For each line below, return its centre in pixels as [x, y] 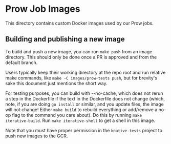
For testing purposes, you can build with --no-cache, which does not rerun [84, 93]
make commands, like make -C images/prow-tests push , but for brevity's [81, 78]
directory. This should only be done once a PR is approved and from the [81, 57]
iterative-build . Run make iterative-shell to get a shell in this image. [80, 120]
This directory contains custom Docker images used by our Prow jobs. [79, 23]
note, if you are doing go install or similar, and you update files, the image [84, 104]
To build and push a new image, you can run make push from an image [79, 51]
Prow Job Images [43, 9]
